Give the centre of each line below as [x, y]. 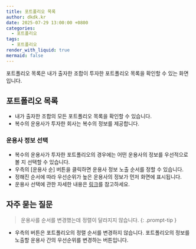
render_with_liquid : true [38, 50]
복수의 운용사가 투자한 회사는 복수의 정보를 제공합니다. [77, 124]
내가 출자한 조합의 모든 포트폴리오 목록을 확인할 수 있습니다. [83, 117]
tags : [13, 39]
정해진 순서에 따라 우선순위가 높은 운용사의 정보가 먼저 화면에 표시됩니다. [98, 177]
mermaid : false [25, 56]
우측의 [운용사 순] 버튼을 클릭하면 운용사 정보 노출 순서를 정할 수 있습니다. [99, 169]
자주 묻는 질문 [30, 205]
